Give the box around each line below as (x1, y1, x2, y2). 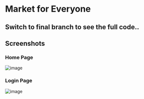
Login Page (5, 77, 33, 84)
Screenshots (5, 39, 45, 47)
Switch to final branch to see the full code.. (5, 23, 140, 31)
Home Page (5, 54, 33, 60)
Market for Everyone (5, 3, 91, 15)
